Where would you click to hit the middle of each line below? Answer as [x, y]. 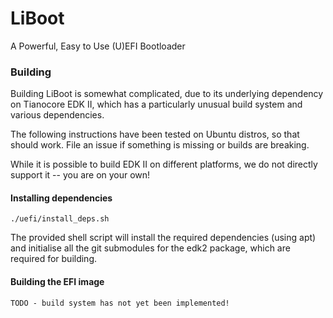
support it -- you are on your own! [80, 175]
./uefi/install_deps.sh [60, 219]
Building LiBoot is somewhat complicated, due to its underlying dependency [167, 94]
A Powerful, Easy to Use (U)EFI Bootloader [98, 46]
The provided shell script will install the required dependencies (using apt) [163, 238]
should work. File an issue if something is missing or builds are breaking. [160, 145]
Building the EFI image [57, 282]
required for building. [54, 259]
